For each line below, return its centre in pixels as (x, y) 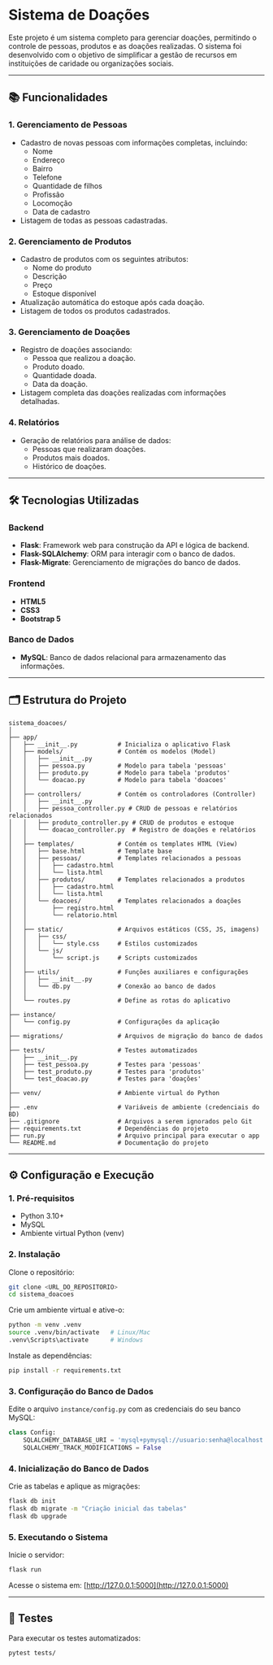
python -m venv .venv (45, 1325)
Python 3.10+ (42, 1216)
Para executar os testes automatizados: (74, 1638)
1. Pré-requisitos (41, 1198)
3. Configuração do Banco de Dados (81, 1391)
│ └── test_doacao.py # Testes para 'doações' (105, 1079)
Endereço (48, 159)
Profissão (48, 194)
